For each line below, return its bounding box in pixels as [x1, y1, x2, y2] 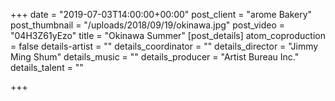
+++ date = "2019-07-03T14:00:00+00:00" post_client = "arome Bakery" [10, 9, 313, 20]
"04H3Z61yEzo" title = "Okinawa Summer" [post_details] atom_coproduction [10, 30, 326, 41]
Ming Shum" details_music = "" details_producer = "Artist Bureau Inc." [10, 51, 300, 63]
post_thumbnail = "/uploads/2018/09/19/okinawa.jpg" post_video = [10, 19, 286, 31]
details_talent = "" [10, 62, 84, 73]
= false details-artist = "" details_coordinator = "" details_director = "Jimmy [10, 40, 319, 52]
